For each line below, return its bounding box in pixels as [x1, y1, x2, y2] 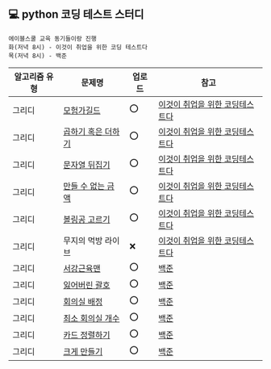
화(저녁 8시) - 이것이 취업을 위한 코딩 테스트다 [8, 43, 148, 51]
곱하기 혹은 [63, 126, 103, 137]
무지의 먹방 [63, 235, 103, 246]
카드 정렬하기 [63, 329, 110, 341]
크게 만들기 [63, 346, 103, 358]
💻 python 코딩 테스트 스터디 [8, 7, 144, 22]
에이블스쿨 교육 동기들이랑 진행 [8, 35, 97, 43]
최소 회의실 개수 [63, 313, 120, 325]
